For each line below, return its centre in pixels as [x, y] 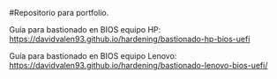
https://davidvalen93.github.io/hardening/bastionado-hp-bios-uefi [130, 39]
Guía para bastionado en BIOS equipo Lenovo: [93, 56]
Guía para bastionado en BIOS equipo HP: [85, 29]
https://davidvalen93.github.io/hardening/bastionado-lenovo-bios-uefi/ [138, 65]
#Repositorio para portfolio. [59, 13]
